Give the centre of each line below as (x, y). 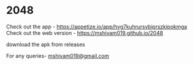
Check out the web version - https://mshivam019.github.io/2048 (85, 32)
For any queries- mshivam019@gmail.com (58, 56)
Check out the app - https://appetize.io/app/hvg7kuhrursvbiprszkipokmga (96, 27)
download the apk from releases (46, 44)
